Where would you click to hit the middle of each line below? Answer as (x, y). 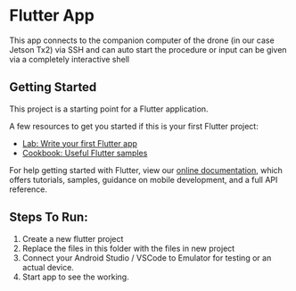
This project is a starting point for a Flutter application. (109, 109)
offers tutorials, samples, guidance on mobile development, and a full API (144, 179)
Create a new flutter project (73, 238)
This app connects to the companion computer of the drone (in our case (142, 40)
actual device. (48, 267)
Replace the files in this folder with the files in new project (128, 248)
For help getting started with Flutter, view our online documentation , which (146, 170)
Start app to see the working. (75, 277)
